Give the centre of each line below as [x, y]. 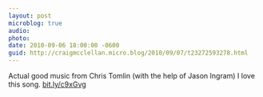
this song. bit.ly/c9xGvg [47, 84]
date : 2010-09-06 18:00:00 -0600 [64, 46]
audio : [19, 30]
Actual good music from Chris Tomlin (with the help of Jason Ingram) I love [132, 76]
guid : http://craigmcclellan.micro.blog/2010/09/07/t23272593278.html [128, 53]
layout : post [30, 16]
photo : [19, 38]
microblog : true [35, 23]
